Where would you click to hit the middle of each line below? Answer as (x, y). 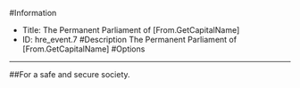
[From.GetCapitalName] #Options (83, 49)
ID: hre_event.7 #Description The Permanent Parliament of (129, 40)
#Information (33, 13)
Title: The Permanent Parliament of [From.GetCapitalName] (131, 30)
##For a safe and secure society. (70, 74)
